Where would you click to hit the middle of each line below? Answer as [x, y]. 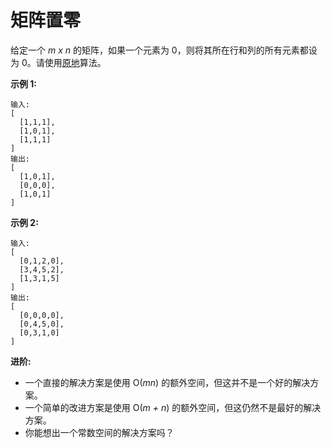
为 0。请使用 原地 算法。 [58, 62]
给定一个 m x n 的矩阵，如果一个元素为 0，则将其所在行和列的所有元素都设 [164, 50]
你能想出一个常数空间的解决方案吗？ [99, 432]
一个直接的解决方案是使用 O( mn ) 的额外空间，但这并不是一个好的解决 [167, 382]
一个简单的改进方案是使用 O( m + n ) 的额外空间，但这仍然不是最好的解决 [173, 407]
